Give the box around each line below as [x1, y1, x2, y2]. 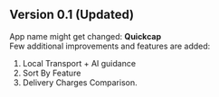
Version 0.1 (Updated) [9, 7, 135, 22]
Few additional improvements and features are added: [9, 40, 211, 51]
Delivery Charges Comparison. [22, 76, 138, 88]
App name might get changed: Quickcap [9, 31, 162, 41]
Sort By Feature [22, 67, 81, 78]
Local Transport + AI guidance [22, 57, 137, 68]
